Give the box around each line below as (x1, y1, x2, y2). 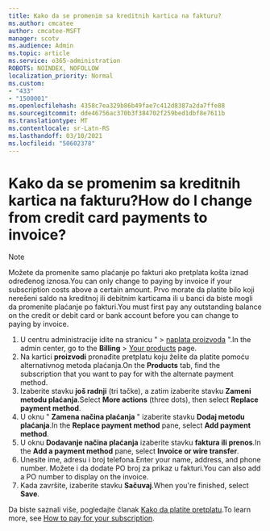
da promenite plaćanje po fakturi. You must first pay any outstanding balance (8, 302, 262, 311)
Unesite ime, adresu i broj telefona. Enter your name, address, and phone (19, 455, 261, 465)
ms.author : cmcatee (8, 19, 74, 27)
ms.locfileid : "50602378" (8, 139, 95, 148)
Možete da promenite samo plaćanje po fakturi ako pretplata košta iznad (8, 268, 249, 278)
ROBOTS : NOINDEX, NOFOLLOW (8, 65, 99, 73)
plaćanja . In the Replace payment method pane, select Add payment (19, 420, 251, 430)
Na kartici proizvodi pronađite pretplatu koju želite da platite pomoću (19, 352, 250, 362)
